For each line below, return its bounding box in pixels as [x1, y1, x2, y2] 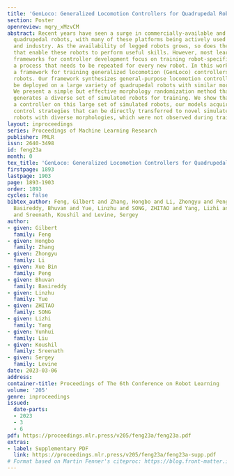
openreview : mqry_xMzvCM [7, 23, 79, 30]
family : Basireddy [13, 283, 68, 290]
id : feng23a [7, 147, 42, 154]
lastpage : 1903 [7, 172, 52, 179]
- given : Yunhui [7, 328, 54, 335]
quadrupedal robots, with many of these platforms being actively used [13, 36, 226, 43]
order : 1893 [7, 186, 42, 193]
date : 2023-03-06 [7, 367, 58, 374]
